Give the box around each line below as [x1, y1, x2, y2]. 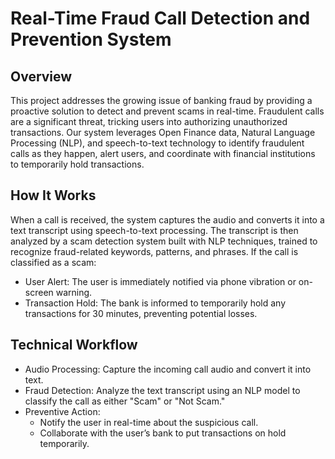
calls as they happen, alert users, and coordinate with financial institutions [10, 148, 316, 159]
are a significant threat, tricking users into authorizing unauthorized [10, 116, 288, 127]
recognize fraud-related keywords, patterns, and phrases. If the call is [10, 245, 299, 257]
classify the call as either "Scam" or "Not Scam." [24, 395, 226, 407]
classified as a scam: [10, 256, 97, 268]
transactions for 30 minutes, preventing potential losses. [24, 307, 258, 319]
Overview [10, 68, 73, 85]
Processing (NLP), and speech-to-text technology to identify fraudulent [10, 137, 305, 149]
